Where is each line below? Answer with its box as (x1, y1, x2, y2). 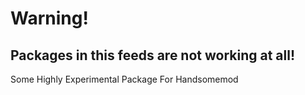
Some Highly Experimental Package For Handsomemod (10, 73, 239, 85)
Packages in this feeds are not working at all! (10, 47, 296, 64)
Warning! (10, 7, 89, 30)
